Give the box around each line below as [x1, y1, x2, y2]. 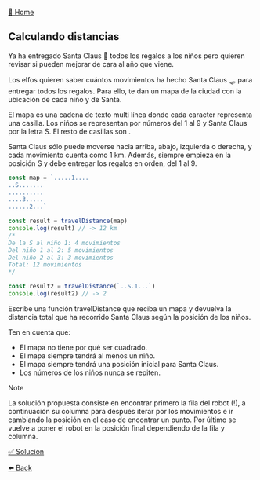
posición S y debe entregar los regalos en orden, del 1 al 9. [8, 158, 197, 168]
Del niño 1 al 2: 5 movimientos [8, 246, 114, 255]
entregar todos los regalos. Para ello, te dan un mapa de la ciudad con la [8, 86, 242, 96]
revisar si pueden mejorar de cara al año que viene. [8, 59, 175, 68]
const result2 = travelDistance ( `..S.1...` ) [8, 283, 156, 291]
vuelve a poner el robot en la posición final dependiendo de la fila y [8, 423, 226, 432]
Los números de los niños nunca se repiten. [19, 368, 161, 377]
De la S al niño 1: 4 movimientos [8, 239, 121, 247]
